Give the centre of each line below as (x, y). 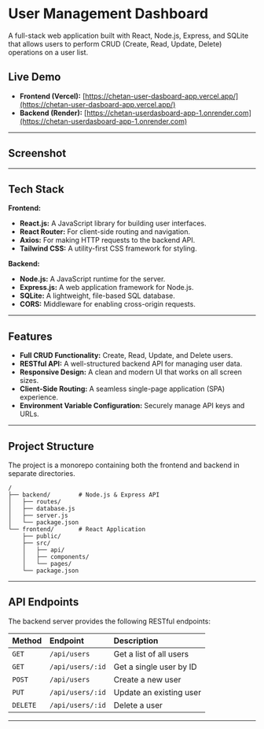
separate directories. (42, 473)
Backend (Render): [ (53, 113)
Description (136, 641)
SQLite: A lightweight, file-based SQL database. (97, 296)
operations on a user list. (48, 52)
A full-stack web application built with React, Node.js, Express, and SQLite (128, 35)
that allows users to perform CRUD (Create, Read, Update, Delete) (115, 43)
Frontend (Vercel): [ (52, 96)
